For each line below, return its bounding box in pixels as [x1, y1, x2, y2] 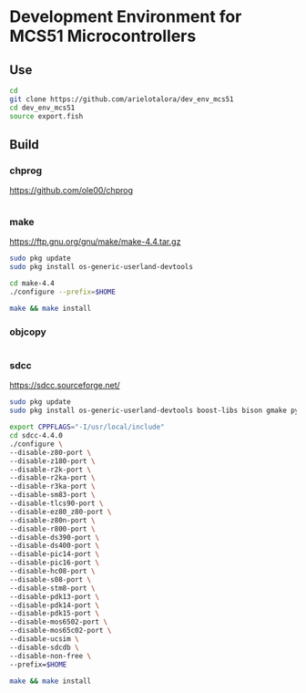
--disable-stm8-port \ [9, 584, 96, 593]
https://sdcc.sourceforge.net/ [9, 380, 120, 391]
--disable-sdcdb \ [9, 643, 79, 652]
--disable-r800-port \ [9, 524, 96, 533]
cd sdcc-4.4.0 [9, 431, 64, 440]
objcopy [9, 326, 47, 338]
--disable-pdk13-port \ [9, 592, 100, 601]
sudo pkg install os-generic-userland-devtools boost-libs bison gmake [9, 406, 287, 416]
